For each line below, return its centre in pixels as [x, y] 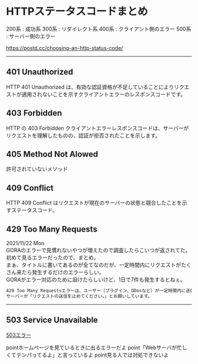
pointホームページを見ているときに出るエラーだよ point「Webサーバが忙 [94, 348]
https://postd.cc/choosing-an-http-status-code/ [65, 48]
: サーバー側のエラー [31, 36]
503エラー [19, 335]
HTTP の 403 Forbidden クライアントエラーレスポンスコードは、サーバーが [98, 128]
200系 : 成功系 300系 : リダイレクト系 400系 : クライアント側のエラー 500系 [99, 29]
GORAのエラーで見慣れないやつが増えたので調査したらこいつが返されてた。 [98, 250]
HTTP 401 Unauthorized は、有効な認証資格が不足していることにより [90, 87]
